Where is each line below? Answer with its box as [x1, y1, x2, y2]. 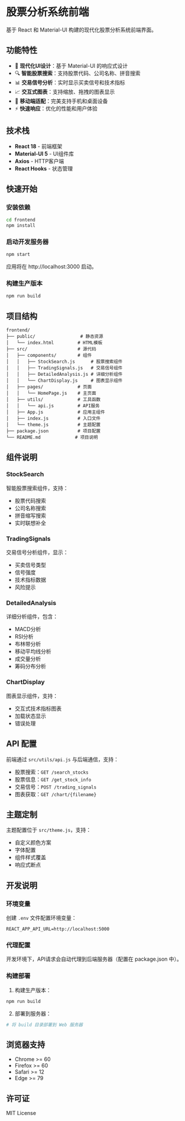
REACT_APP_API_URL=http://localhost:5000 [6, 926, 110, 932]
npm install [6, 223, 35, 229]
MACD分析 [14, 626, 41, 633]
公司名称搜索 [14, 504, 46, 511]
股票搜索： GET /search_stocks [14, 768, 89, 775]
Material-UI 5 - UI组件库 [14, 150, 74, 157]
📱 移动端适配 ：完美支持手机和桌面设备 [14, 97, 108, 104]
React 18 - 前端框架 [14, 142, 63, 150]
